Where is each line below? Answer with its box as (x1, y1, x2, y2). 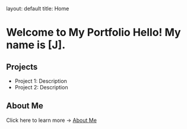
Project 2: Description (14, 84, 68, 91)
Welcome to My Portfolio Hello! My (6, 26, 181, 39)
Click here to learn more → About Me (6, 117, 97, 124)
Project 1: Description (14, 78, 67, 85)
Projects (6, 62, 38, 72)
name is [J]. (6, 38, 66, 52)
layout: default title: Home (6, 5, 69, 12)
